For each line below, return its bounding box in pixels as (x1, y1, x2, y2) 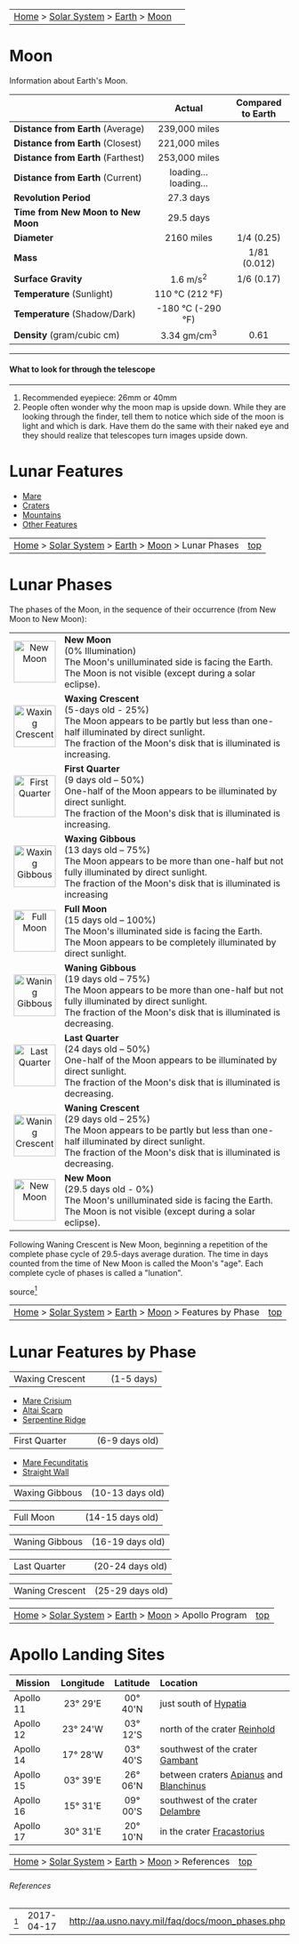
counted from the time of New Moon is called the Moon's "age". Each (9, 1258, 264, 1269)
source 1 (9, 1285, 38, 1297)
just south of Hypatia (159, 1698, 247, 1710)
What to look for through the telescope (9, 364, 156, 375)
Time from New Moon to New (13, 206, 141, 218)
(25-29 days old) (94, 1585, 169, 1597)
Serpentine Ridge (21, 1415, 86, 1425)
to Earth (241, 107, 277, 119)
